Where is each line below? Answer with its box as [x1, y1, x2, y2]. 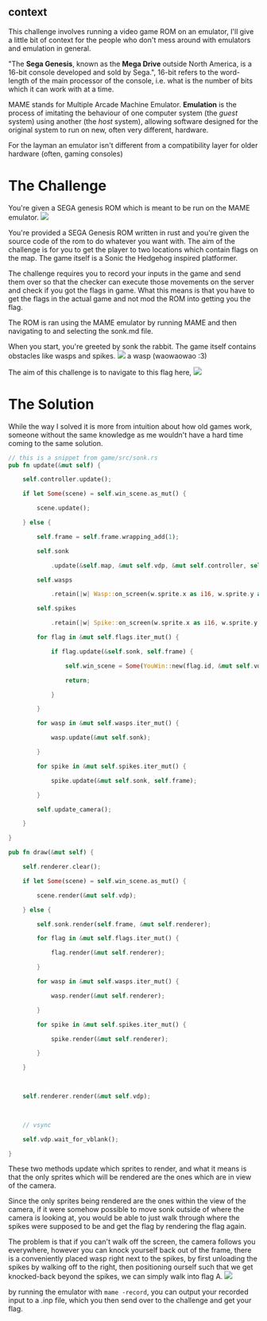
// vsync [22, 1121, 52, 1129]
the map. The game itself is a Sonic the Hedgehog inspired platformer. [8, 253, 238, 262]
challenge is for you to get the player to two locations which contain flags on [8, 245, 258, 254]
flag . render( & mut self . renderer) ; [50, 949, 165, 957]
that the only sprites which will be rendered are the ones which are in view [8, 1172, 252, 1182]
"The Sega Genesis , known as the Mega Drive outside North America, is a [8, 59, 253, 68]
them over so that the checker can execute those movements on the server [8, 277, 254, 286]
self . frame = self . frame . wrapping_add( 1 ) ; [37, 533, 180, 540]
